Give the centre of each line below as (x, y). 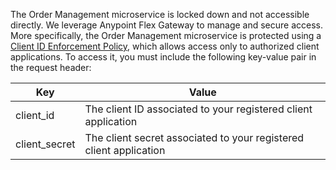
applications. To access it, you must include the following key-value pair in (163, 57)
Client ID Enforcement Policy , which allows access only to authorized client (165, 46)
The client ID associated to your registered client (198, 109)
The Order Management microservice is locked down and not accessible (160, 14)
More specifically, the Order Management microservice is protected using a (166, 35)
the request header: (51, 67)
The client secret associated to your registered (194, 137)
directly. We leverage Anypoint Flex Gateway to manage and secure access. (167, 25)
